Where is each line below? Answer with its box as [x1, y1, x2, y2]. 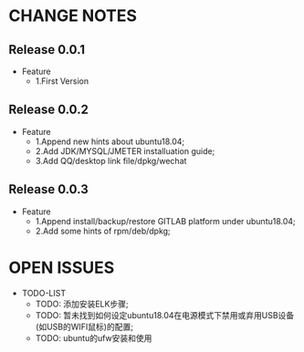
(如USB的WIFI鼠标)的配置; [35, 321, 134, 332]
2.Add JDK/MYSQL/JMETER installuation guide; [35, 145, 215, 156]
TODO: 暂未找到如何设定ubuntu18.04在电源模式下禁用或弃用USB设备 [35, 309, 295, 320]
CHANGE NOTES [8, 5, 138, 26]
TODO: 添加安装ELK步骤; [35, 298, 129, 309]
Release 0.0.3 [8, 181, 89, 197]
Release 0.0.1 [8, 42, 86, 57]
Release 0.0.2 [8, 102, 89, 118]
